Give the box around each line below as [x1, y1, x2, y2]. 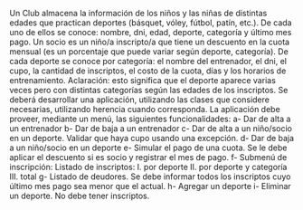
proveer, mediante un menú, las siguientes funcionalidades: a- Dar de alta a [9, 113, 291, 124]
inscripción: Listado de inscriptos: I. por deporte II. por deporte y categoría [9, 162, 288, 172]
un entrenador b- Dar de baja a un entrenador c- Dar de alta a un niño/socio [9, 123, 292, 134]
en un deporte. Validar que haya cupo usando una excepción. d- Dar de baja [9, 133, 295, 143]
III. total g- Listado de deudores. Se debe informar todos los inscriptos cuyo [9, 171, 291, 182]
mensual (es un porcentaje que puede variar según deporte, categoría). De [9, 46, 289, 57]
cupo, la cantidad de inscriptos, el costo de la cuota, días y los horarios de [9, 65, 287, 76]
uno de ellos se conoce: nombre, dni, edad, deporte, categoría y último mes [9, 27, 292, 37]
